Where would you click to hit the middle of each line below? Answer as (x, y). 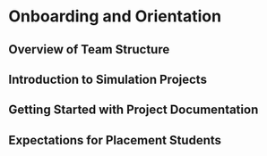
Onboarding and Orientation (115, 16)
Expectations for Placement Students (115, 140)
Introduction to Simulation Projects (108, 79)
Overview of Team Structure (89, 49)
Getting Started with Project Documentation (133, 110)
